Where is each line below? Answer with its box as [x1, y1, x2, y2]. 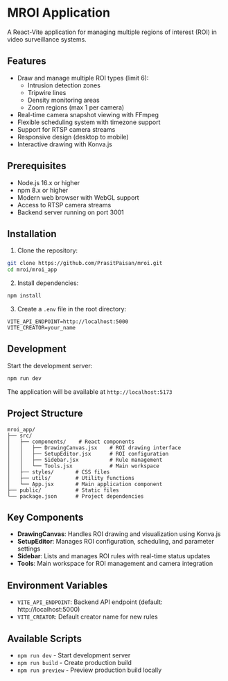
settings [17, 544, 41, 553]
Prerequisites [7, 160, 67, 172]
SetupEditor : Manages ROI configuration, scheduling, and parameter [17, 537, 215, 546]
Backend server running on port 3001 [17, 208, 124, 216]
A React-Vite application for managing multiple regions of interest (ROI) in [7, 28, 217, 36]
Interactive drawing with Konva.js [17, 140, 113, 148]
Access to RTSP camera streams [17, 200, 112, 209]
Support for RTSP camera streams [17, 125, 116, 133]
